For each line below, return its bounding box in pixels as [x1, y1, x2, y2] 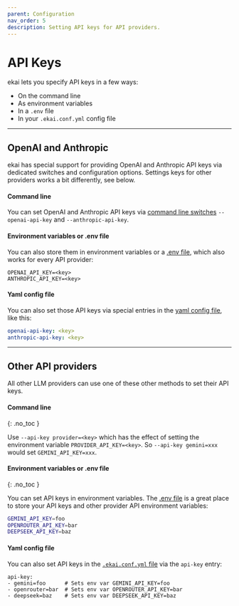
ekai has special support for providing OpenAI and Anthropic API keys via [7, 161, 223, 169]
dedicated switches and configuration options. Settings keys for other [7, 168, 212, 177]
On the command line [17, 92, 81, 100]
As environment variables [17, 99, 93, 108]
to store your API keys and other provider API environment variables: [7, 501, 208, 510]
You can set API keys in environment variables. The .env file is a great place [7, 493, 230, 502]
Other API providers [7, 360, 97, 372]
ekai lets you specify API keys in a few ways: [7, 78, 139, 86]
